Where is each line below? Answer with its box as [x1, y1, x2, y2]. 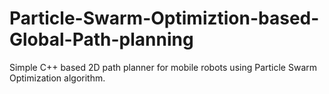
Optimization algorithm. [9, 72, 106, 84]
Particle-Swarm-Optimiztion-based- [9, 7, 320, 30]
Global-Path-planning [9, 28, 194, 51]
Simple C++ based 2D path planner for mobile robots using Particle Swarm [9, 61, 318, 73]
